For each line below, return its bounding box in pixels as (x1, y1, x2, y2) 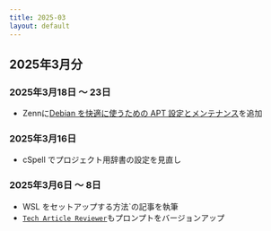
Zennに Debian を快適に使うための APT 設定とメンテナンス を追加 (22, 108, 263, 119)
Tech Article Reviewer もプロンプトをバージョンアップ (22, 212, 225, 223)
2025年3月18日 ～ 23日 (9, 86, 111, 98)
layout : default (9, 21, 70, 30)
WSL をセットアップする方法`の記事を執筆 (22, 201, 179, 211)
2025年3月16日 (9, 133, 77, 145)
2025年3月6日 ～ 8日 (9, 179, 101, 192)
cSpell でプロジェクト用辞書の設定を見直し (22, 154, 182, 166)
